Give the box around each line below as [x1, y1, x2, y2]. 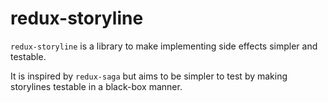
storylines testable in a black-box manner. [10, 80, 183, 92]
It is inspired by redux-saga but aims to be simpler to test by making [10, 70, 288, 82]
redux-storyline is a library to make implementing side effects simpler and [10, 40, 318, 52]
